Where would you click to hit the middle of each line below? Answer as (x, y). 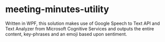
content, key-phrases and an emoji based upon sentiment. (66, 34)
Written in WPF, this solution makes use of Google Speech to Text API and (82, 23)
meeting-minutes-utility (57, 9)
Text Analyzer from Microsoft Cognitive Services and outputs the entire (80, 28)
